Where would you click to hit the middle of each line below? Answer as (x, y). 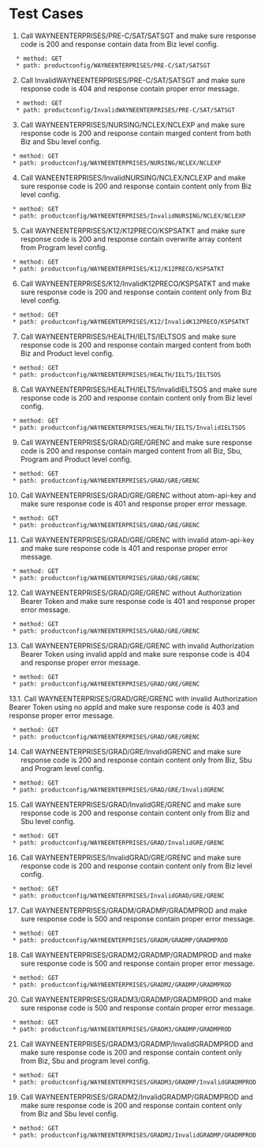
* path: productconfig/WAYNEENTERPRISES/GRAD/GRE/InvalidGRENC (118, 790)
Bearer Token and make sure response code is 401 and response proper (138, 601)
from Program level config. (64, 247)
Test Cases (46, 14)
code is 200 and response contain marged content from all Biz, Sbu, (131, 450)
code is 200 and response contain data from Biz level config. (119, 44)
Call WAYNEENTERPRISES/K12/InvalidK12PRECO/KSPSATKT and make (135, 283)
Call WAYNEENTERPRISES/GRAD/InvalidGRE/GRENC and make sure (131, 804)
